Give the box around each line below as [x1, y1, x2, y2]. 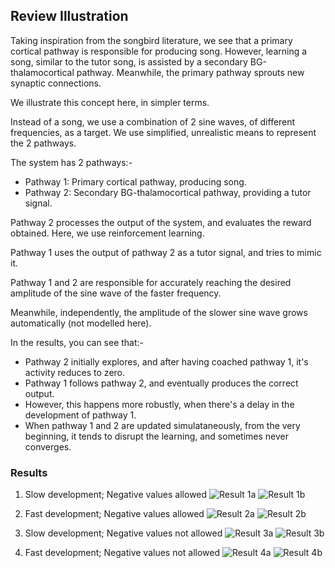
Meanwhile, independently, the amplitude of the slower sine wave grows [10, 306, 308, 318]
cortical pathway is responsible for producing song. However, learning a [10, 45, 308, 57]
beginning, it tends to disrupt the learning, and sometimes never [24, 430, 289, 442]
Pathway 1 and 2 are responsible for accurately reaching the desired [10, 276, 292, 288]
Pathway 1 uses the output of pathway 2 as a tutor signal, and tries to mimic [10, 246, 322, 258]
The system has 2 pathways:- [10, 156, 133, 168]
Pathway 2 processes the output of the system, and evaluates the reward [10, 216, 312, 228]
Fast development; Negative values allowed [24, 508, 205, 520]
